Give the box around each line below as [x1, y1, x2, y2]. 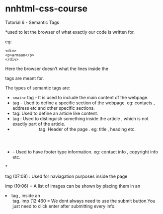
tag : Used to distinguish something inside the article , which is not [12, 115, 149, 122]
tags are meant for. [5, 75, 44, 81]
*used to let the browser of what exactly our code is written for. [5, 29, 135, 35]
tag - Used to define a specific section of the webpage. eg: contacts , [12, 100, 155, 106]
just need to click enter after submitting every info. [12, 203, 116, 209]
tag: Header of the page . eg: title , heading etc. [38, 126, 136, 132]
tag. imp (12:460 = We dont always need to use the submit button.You [12, 198, 156, 204]
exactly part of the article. [12, 121, 66, 127]
